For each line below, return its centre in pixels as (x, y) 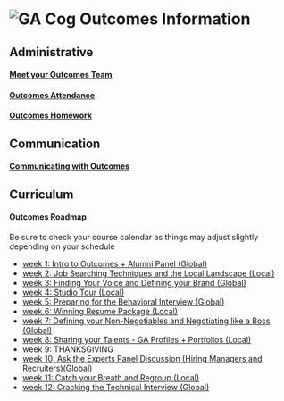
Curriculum (42, 194)
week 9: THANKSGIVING (68, 349)
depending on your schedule (62, 246)
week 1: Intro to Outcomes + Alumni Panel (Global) (115, 263)
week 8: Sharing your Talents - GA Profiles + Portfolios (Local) (137, 339)
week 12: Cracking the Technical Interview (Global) (116, 387)
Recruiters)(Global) (57, 368)
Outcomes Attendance (52, 95)
